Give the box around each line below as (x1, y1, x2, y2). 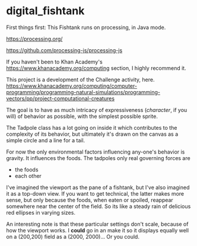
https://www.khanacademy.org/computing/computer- (6, 82, 138, 90)
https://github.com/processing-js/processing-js (6, 46, 123, 54)
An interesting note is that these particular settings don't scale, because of (6, 221, 189, 228)
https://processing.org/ (6, 35, 63, 42)
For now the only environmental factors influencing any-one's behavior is (6, 148, 185, 155)
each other (14, 172, 42, 179)
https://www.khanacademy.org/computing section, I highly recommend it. (6, 64, 186, 72)
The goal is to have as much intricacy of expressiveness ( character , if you (6, 106, 188, 113)
